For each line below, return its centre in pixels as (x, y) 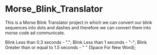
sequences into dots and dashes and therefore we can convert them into (78, 27)
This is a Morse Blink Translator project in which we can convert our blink (79, 22)
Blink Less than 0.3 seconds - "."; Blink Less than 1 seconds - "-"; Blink (76, 42)
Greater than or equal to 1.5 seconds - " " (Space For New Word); (70, 47)
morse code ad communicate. (35, 33)
